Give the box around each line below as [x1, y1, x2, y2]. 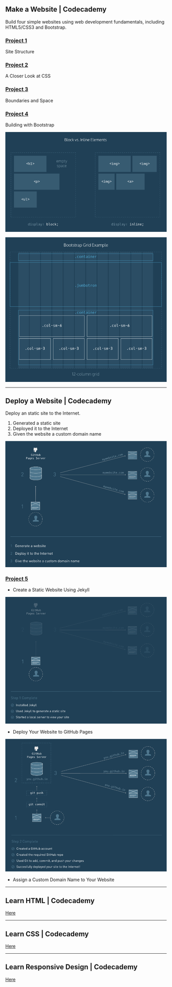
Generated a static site [12, 420, 61, 426]
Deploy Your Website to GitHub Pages [12, 729, 93, 735]
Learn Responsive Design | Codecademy [5, 963, 138, 972]
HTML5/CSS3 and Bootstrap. [5, 24, 67, 30]
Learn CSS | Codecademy [5, 930, 89, 938]
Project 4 [5, 110, 29, 117]
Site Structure [5, 49, 35, 55]
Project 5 [5, 575, 28, 582]
